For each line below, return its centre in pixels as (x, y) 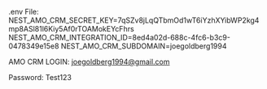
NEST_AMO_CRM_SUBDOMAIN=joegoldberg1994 (144, 46)
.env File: (24, 12)
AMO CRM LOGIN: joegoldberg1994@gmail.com (89, 61)
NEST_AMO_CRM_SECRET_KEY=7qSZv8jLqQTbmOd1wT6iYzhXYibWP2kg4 (134, 20)
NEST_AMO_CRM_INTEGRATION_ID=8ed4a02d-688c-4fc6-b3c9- (119, 37)
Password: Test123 (40, 77)
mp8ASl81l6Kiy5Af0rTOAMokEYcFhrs (71, 29)
